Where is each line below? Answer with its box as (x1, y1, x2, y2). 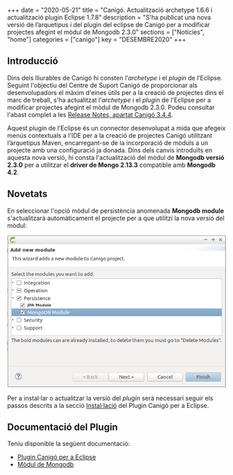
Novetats (7, 188, 48, 200)
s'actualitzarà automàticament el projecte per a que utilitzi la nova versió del (7, 214, 225, 222)
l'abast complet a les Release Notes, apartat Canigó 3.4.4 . (7, 110, 173, 118)
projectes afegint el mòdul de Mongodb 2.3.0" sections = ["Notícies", (7, 28, 205, 36)
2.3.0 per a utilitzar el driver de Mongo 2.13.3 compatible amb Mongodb (7, 161, 216, 169)
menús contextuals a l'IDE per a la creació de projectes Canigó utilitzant (7, 131, 213, 139)
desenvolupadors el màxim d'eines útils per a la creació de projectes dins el (7, 88, 224, 96)
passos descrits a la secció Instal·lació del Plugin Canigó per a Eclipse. (7, 401, 209, 409)
